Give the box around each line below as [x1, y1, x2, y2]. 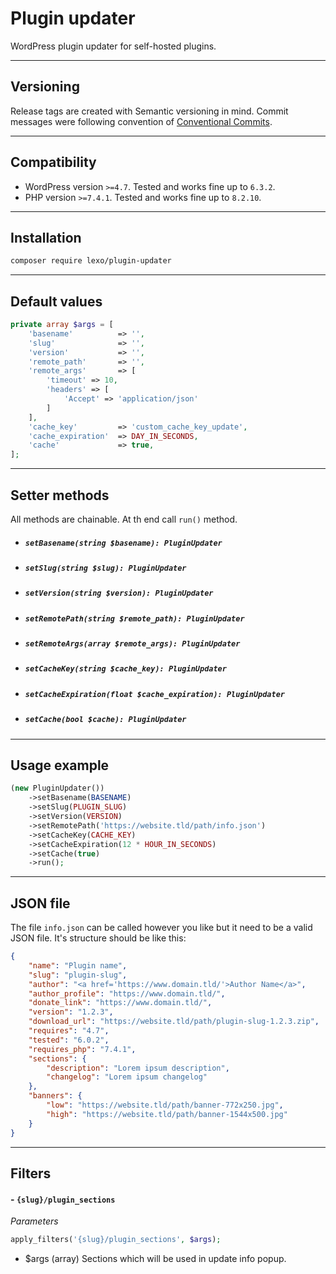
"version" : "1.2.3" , [28, 1007, 114, 1017]
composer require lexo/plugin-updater [10, 256, 172, 266]
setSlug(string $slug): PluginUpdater [24, 563, 187, 573]
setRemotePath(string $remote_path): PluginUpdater [24, 613, 245, 624]
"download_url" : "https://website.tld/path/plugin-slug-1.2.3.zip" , [28, 1017, 320, 1027]
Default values [10, 293, 103, 310]
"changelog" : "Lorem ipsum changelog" [46, 1072, 208, 1082]
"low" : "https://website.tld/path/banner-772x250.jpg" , [46, 1100, 284, 1111]
